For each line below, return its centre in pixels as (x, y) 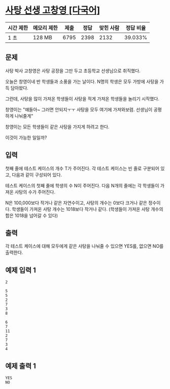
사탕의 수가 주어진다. (35, 192)
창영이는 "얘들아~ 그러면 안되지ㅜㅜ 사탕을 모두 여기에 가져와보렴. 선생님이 (79, 109)
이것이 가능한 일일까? (26, 137)
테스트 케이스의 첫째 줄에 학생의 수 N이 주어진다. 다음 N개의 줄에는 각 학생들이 (82, 185)
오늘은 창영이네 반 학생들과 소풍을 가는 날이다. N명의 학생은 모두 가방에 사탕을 (82, 81)
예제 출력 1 (21, 366)
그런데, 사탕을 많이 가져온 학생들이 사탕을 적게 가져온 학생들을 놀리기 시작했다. (82, 99)
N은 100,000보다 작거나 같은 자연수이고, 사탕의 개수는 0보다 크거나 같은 (76, 203)
